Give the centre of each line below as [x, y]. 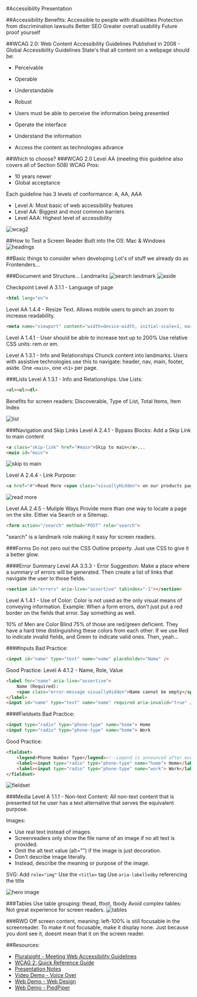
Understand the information [48, 136]
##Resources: [23, 945]
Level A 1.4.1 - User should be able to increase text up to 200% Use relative [97, 337]
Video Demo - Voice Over [45, 975]
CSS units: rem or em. [33, 344]
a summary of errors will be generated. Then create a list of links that [89, 572]
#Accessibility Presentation [39, 9]
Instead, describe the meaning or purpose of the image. [82, 863]
